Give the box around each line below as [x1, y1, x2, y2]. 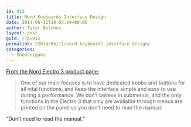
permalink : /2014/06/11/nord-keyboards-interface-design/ [6, 41, 151, 47]
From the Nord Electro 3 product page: [6, 68, 100, 75]
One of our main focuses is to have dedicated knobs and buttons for [20, 79, 186, 86]
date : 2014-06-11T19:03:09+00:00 [6, 19, 88, 25]
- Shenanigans [11, 52, 46, 58]
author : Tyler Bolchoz [6, 24, 62, 31]
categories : [6, 47, 35, 52]
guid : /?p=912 [6, 36, 41, 41]
